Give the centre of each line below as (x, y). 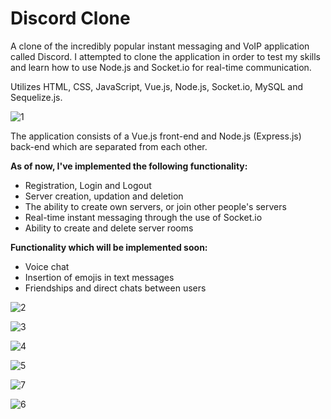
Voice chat (47, 266)
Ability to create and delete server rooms (109, 228)
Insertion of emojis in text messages (99, 277)
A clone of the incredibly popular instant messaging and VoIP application (160, 46)
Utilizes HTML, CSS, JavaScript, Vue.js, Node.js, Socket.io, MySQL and (156, 86)
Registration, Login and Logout (88, 185)
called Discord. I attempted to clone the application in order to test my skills (166, 56)
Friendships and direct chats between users (115, 288)
